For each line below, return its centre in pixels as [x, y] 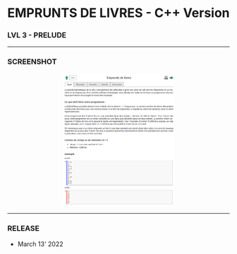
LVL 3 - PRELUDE [37, 35]
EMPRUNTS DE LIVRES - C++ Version [119, 13]
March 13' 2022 [40, 244]
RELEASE [24, 229]
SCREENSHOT [32, 62]
